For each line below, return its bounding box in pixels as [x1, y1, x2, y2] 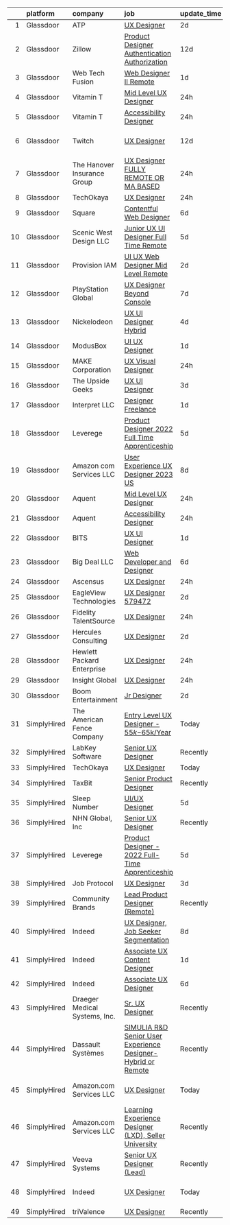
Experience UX [124, 461, 172, 471]
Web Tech [72, 69, 105, 78]
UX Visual [124, 357, 156, 366]
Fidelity [72, 608, 97, 617]
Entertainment [72, 695, 118, 704]
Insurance [72, 169, 105, 178]
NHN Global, [72, 813, 113, 822]
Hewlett [72, 647, 98, 656]
